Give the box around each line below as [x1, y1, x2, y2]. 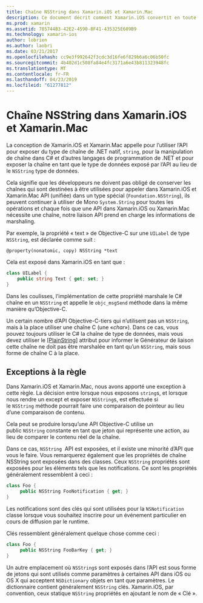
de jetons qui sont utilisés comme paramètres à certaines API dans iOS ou [6, 570, 191, 577]
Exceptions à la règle [6, 367, 87, 377]
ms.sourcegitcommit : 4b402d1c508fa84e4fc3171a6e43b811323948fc [6, 60, 170, 66]
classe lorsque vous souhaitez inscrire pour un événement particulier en [6, 511, 187, 519]
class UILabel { [6, 270, 47, 276]
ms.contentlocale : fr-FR [6, 71, 69, 77]
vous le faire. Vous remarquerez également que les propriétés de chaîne [6, 452, 187, 459]
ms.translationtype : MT [6, 65, 67, 72]
